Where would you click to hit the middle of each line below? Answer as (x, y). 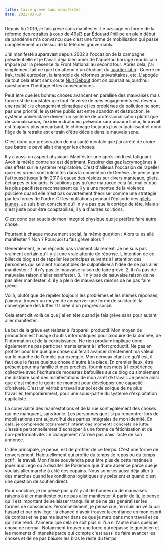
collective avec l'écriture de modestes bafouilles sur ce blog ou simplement (82, 372)
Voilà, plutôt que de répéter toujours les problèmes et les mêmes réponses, (82, 295)
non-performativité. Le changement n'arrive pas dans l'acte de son (74, 434)
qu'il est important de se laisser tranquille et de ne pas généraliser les (76, 501)
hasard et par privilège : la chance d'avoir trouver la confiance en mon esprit (83, 512)
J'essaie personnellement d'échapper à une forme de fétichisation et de (79, 429)
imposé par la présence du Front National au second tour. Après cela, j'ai (80, 64)
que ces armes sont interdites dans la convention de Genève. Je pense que (82, 172)
